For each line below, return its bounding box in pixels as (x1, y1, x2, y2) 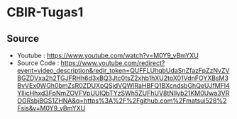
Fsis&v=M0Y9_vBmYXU (16, 104, 86, 112)
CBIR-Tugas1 (6, 4, 84, 21)
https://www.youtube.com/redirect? (60, 59, 165, 67)
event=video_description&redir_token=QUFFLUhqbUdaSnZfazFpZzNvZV (16, 67, 230, 74)
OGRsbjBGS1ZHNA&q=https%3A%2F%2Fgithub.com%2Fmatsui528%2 (16, 96, 227, 105)
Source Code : (16, 59, 60, 67)
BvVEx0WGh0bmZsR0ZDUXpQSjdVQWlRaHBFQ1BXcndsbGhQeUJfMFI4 (16, 81, 230, 89)
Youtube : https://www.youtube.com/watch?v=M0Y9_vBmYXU (16, 51, 199, 59)
